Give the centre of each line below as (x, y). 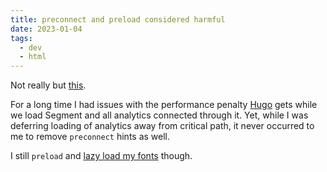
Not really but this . (48, 85)
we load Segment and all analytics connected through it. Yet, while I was (159, 115)
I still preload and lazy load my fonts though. (101, 156)
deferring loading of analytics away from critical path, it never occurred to (162, 126)
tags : (21, 38)
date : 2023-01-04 (46, 29)
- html (33, 57)
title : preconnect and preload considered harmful (118, 19)
